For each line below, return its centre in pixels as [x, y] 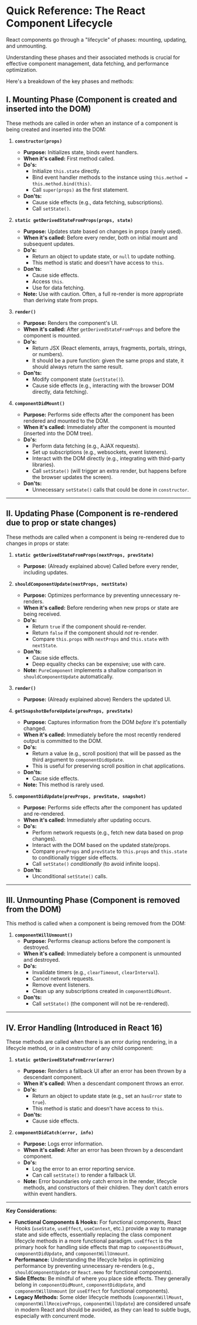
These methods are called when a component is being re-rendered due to [95, 537]
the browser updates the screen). [72, 477]
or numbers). [48, 354]
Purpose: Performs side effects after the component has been [98, 414]
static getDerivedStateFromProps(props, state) [74, 220]
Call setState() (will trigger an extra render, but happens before [109, 471]
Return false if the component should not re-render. [95, 632]
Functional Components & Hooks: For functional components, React [98, 1222]
